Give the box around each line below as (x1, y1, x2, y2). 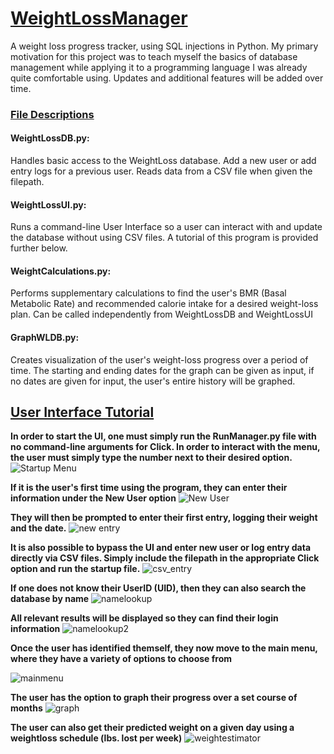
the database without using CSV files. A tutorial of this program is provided (10, 232, 319, 244)
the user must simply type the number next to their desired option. (10, 452, 293, 464)
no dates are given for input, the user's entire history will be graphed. (10, 375, 296, 387)
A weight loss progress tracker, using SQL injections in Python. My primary (10, 40, 319, 52)
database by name (10, 593, 90, 605)
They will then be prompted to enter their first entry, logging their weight (10, 512, 318, 524)
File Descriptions (10, 107, 95, 121)
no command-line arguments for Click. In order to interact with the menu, (10, 441, 321, 453)
